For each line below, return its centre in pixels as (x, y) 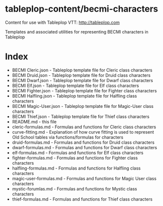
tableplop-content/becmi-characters (81, 9)
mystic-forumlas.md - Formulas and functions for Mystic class (74, 189)
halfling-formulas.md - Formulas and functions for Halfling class (76, 168)
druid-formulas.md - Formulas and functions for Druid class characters (83, 142)
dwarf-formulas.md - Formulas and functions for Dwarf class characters (84, 147)
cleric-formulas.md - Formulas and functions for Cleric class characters (84, 127)
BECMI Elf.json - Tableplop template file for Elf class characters (75, 86)
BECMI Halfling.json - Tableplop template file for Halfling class (74, 96)
